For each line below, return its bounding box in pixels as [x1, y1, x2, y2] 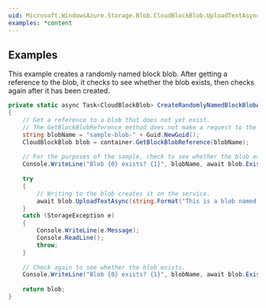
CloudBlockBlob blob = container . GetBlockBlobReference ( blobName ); [22, 138, 249, 146]
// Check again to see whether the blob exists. [22, 263, 186, 272]
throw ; [36, 241, 59, 249]
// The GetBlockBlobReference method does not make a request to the [22, 124, 257, 131]
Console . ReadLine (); [36, 234, 104, 242]
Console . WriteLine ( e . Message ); [36, 226, 140, 234]
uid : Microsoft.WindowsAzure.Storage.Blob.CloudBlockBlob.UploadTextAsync [8, 11, 260, 20]
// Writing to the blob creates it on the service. [36, 189, 211, 198]
